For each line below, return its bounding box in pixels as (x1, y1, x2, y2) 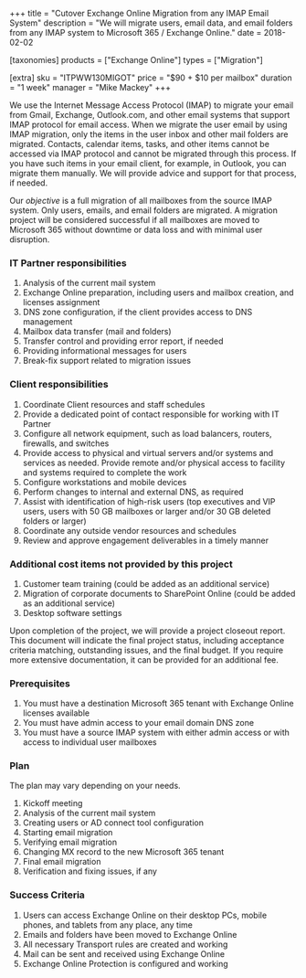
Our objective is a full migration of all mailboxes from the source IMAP (9, 196, 272, 206)
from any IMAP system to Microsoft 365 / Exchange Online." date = (9, 27, 262, 37)
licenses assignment (22, 297, 100, 308)
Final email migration (22, 856, 101, 867)
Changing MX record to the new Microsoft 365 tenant (22, 846, 225, 857)
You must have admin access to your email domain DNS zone (22, 718, 254, 728)
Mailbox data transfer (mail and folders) (22, 326, 172, 337)
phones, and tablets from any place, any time (22, 919, 194, 930)
